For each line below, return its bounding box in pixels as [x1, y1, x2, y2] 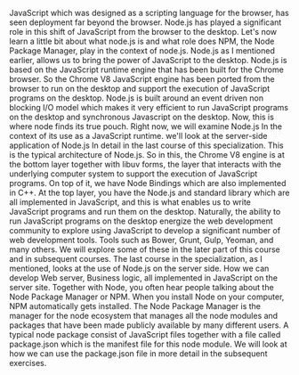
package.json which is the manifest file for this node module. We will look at [9, 338, 287, 349]
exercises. [9, 358, 47, 368]
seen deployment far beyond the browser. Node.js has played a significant [9, 17, 282, 28]
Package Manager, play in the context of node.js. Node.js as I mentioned [9, 45, 276, 56]
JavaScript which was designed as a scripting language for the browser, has [9, 8, 289, 18]
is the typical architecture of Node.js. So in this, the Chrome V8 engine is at [9, 150, 285, 159]
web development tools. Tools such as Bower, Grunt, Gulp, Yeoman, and [9, 235, 274, 245]
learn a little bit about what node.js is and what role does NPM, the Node [9, 36, 275, 46]
